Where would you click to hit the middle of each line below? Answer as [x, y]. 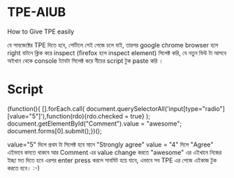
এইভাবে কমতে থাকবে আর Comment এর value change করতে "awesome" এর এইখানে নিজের [115, 152]
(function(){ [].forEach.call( [46, 108]
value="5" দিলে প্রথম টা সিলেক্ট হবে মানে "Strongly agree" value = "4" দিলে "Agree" [110, 144]
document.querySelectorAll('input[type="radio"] [156, 108]
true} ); [140, 116]
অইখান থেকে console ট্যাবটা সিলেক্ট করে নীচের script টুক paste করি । [85, 61]
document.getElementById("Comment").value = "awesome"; [95, 124]
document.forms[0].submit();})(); [55, 131]
